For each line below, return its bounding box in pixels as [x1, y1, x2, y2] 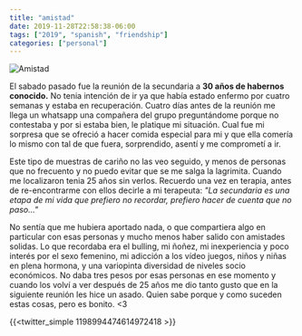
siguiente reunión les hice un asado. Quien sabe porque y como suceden [9, 289, 283, 300]
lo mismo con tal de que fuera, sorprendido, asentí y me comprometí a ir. [9, 139, 281, 149]
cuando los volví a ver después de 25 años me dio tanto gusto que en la [9, 280, 278, 291]
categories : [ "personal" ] [9, 38, 107, 48]
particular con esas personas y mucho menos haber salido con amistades [9, 232, 286, 243]
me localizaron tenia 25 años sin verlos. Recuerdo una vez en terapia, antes [9, 176, 292, 187]
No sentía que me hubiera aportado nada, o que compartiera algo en [9, 222, 266, 233]
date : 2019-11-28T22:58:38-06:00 [9, 22, 136, 31]
